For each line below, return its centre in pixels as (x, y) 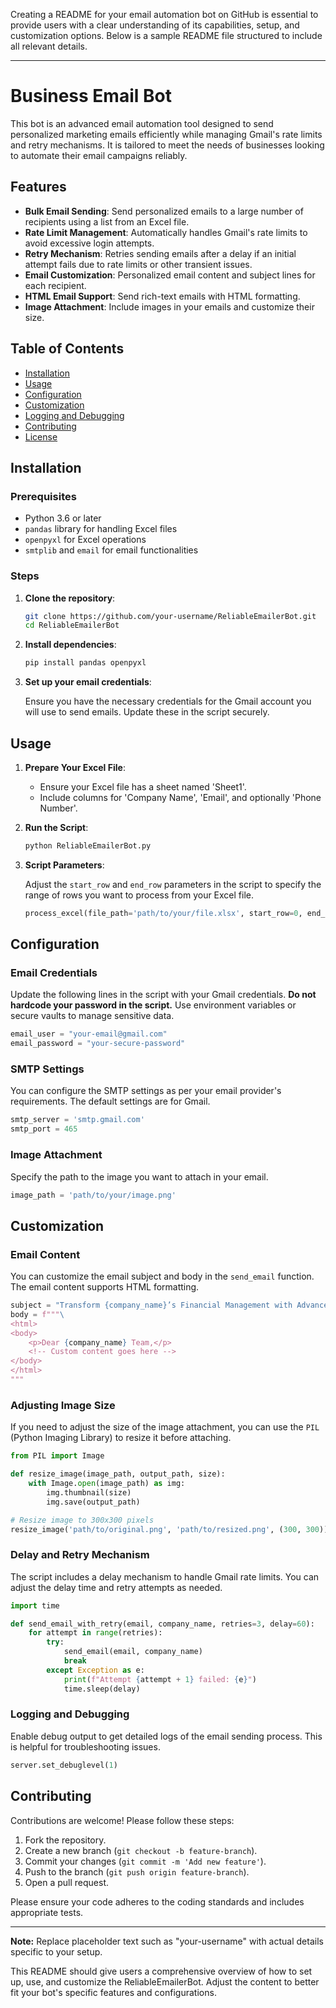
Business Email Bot (91, 96)
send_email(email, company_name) (133, 1652)
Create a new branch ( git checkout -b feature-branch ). (141, 1850)
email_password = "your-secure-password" (98, 1044)
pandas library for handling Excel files (101, 529)
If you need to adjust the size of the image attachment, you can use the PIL (165, 1427)
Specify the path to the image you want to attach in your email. (139, 1176)
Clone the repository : (70, 598)
